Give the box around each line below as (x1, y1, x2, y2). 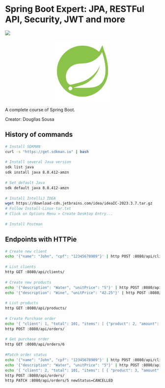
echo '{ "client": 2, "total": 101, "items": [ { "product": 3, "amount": (5, 368, 162, 373)
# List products (5, 301, 38, 306)
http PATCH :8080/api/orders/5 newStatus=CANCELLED (5, 378, 113, 383)
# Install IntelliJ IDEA (5, 196, 56, 201)
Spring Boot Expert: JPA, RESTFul (5, 3, 145, 15)
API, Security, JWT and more (5, 14, 125, 25)
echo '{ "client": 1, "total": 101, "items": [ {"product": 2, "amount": (5, 321, 160, 326)
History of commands (5, 130, 73, 139)
